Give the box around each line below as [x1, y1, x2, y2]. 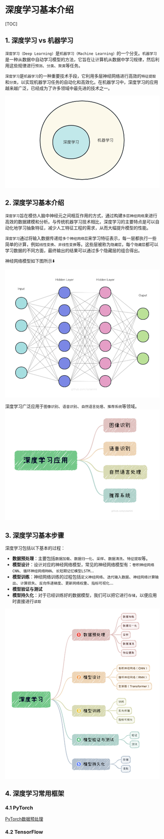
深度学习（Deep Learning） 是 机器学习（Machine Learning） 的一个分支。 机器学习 [5, 50, 157, 56]
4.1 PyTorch [5, 804, 33, 811]
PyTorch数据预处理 [5, 816, 43, 822]
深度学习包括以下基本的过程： [5, 545, 65, 551]
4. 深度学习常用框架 [5, 790, 65, 798]
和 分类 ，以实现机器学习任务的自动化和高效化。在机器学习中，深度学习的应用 [5, 79, 158, 85]
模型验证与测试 [12, 586, 43, 592]
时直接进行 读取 [12, 599, 42, 604]
